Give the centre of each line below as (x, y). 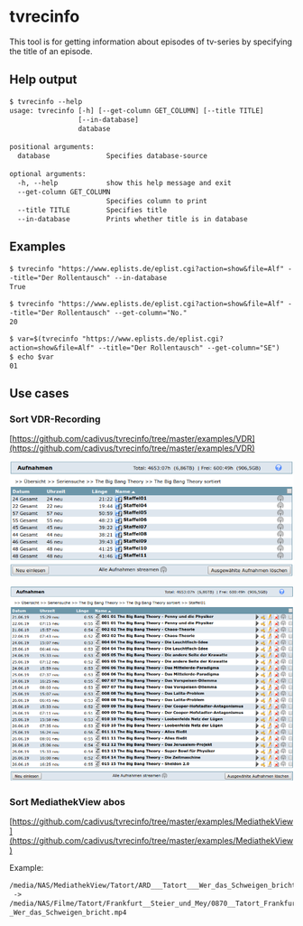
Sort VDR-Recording (55, 419)
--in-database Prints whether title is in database (133, 219)
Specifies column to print (156, 201)
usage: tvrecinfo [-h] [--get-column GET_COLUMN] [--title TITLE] (137, 110)
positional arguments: (52, 146)
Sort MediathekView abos (68, 802)
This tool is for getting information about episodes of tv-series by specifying (151, 42)
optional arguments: (48, 173)
